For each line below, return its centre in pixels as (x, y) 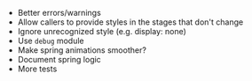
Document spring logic (59, 59)
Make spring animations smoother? (82, 50)
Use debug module (51, 40)
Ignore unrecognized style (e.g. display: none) (102, 31)
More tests (37, 69)
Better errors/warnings (59, 13)
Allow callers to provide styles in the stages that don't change (130, 22)
